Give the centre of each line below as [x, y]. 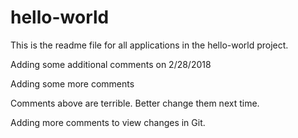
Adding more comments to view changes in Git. [108, 122]
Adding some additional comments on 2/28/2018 [111, 64]
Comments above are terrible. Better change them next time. [135, 103]
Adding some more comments [72, 83]
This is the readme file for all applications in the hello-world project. [149, 45]
